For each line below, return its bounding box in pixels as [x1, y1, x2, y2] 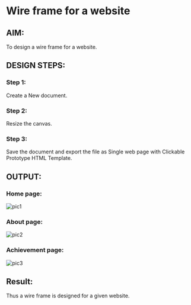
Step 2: [6, 107, 28, 115]
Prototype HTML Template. [6, 155, 72, 162]
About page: [6, 217, 43, 226]
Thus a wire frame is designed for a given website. [6, 292, 130, 300]
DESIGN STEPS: [6, 60, 66, 70]
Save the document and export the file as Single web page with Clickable [6, 148, 185, 155]
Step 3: [6, 134, 28, 143]
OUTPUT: [6, 172, 42, 182]
